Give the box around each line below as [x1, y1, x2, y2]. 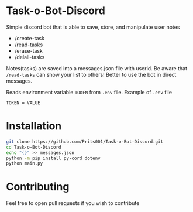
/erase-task [14, 47, 43, 54]
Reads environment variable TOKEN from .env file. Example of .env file [6, 88, 173, 95]
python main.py [6, 160, 43, 166]
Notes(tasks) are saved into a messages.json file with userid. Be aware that [6, 64, 187, 71]
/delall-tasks [14, 53, 45, 60]
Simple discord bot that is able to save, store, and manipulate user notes [6, 23, 180, 30]
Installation [6, 119, 62, 133]
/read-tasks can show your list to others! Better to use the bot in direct [6, 71, 177, 78]
